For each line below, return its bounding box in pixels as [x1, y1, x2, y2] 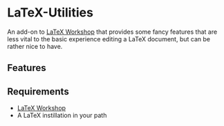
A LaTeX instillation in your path [17, 112, 107, 120]
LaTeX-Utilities [7, 5, 93, 21]
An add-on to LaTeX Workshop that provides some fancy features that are [7, 28, 218, 36]
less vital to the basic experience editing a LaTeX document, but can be [7, 34, 211, 43]
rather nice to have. [7, 42, 63, 50]
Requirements [7, 85, 69, 97]
